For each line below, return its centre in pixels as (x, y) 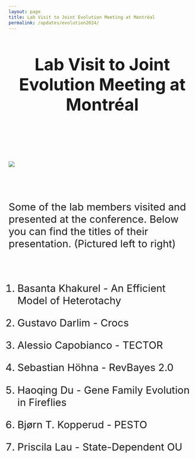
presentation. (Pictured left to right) (92, 244)
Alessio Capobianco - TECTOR (90, 345)
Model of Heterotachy (69, 300)
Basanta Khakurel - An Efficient (91, 288)
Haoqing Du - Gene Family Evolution (103, 390)
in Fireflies (42, 403)
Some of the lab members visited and (97, 207)
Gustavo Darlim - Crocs (73, 323)
